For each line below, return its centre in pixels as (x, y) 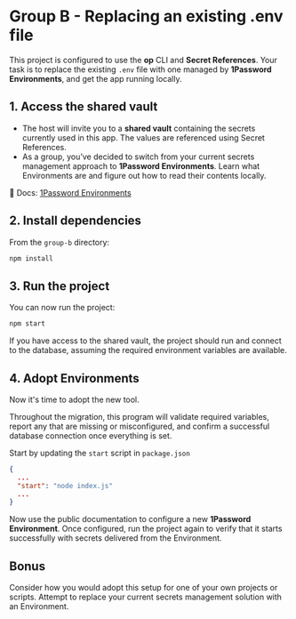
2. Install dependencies (76, 221)
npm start (28, 324)
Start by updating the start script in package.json (100, 453)
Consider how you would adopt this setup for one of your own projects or (144, 588)
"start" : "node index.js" (65, 486)
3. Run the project (60, 286)
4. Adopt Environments (74, 378)
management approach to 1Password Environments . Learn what (141, 165)
